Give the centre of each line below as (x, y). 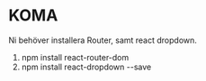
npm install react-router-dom (75, 57)
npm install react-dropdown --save (86, 67)
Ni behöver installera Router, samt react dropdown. (103, 40)
